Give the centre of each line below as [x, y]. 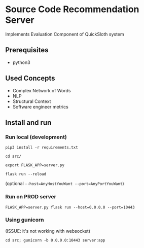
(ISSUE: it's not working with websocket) [48, 231]
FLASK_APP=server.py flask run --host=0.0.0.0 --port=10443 [70, 207]
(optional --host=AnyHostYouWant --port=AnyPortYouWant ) [65, 184]
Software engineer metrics [40, 107]
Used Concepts [30, 78]
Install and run [28, 122]
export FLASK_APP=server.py [35, 165]
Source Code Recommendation [72, 9]
